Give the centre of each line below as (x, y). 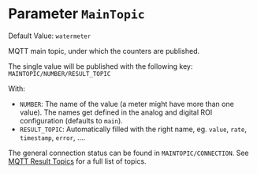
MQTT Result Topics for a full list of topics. (78, 161)
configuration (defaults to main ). (71, 120)
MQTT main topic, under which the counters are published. (104, 51)
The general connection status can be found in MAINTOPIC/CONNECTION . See (128, 153)
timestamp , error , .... (52, 137)
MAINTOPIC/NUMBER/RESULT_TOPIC (60, 74)
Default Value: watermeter (50, 36)
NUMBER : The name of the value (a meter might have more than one (127, 104)
